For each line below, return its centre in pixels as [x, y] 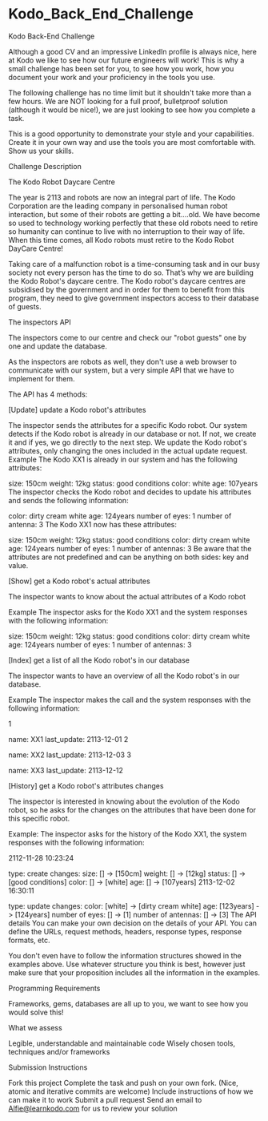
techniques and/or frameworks [59, 1051]
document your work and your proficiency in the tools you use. [112, 77]
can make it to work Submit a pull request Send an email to [105, 1099]
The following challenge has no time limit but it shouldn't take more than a [130, 92]
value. [18, 565]
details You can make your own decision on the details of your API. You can [133, 923]
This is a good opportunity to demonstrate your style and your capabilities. [131, 134]
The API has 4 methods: [48, 394]
